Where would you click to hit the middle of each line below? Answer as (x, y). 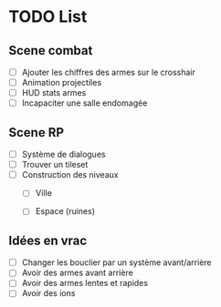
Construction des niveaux (70, 175)
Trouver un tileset (55, 165)
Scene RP (37, 133)
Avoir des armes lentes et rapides (84, 283)
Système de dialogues (63, 154)
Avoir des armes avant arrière (77, 273)
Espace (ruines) (65, 211)
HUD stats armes (54, 93)
